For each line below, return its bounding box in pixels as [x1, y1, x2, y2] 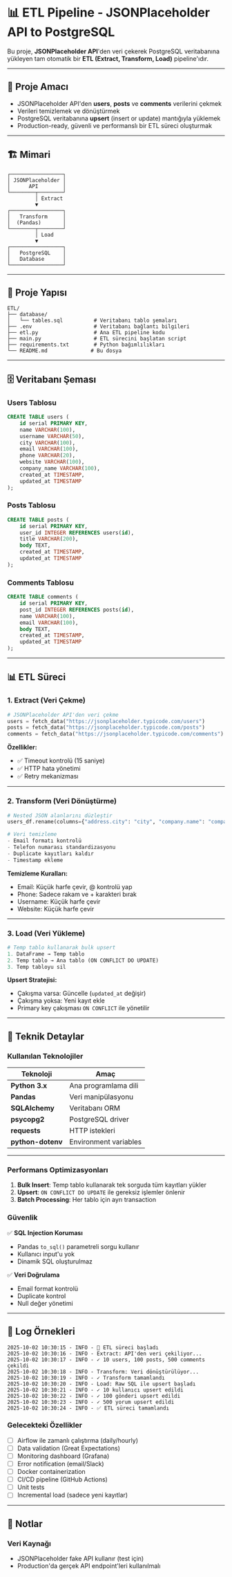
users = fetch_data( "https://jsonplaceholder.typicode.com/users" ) [7, 718, 206, 724]
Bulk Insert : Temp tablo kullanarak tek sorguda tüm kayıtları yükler [17, 1181, 207, 1189]
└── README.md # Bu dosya [7, 347, 122, 354]
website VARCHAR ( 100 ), [19, 459, 85, 466]
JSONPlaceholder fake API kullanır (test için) [17, 1554, 144, 1563]
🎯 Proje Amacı [7, 81, 69, 93]
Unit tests [17, 1483, 45, 1491]
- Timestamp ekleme [7, 857, 64, 864]
